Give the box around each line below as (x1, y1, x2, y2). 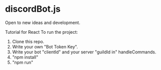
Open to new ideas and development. (5, 20, 80, 25)
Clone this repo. (12, 38, 44, 45)
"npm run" (12, 59, 33, 65)
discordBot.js (5, 3, 61, 15)
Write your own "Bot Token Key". (12, 44, 78, 49)
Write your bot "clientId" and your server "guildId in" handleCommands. (12, 49, 157, 55)
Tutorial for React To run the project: (5, 29, 78, 35)
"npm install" (12, 54, 39, 60)
